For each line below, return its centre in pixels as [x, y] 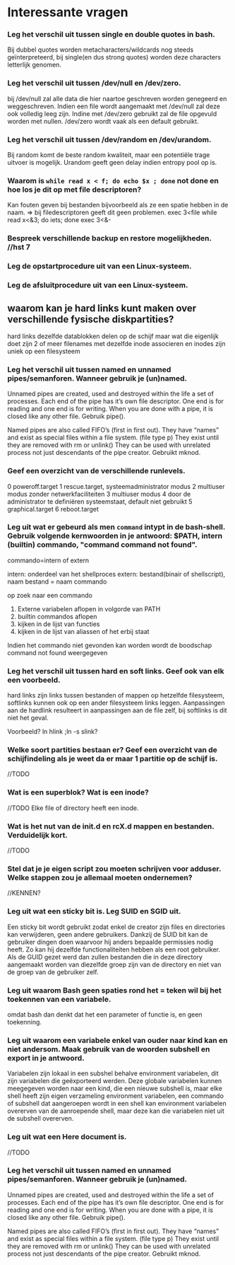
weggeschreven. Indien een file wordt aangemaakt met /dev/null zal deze [114, 106]
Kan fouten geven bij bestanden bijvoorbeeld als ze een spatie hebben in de [118, 205]
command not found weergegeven [58, 652]
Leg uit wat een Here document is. [67, 1137]
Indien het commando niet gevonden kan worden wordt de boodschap [110, 645]
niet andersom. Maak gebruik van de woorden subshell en [109, 1049]
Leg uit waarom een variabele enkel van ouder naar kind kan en [117, 1040]
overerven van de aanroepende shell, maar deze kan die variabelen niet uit [116, 1111]
